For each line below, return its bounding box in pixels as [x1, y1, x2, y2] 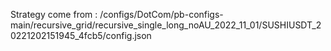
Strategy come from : [10, 9, 98, 20]
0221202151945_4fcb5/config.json [10, 30, 152, 41]
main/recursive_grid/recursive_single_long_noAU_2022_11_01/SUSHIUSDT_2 [10, 19, 322, 31]
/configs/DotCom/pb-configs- [99, 9, 224, 20]
